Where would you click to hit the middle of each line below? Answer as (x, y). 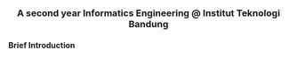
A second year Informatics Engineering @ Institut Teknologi (149, 13)
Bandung (149, 25)
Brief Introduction (42, 45)
